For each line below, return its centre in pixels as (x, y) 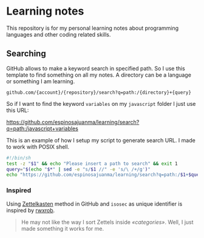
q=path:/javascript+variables (42, 128)
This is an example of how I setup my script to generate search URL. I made (101, 140)
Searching (26, 54)
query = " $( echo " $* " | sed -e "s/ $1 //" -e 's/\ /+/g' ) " (78, 169)
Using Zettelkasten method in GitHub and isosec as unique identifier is (94, 204)
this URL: (18, 110)
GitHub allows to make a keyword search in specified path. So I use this (96, 68)
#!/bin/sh (19, 158)
